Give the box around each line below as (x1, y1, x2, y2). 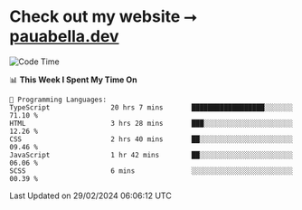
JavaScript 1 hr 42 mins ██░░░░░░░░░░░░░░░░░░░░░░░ (9, 150, 294, 159)
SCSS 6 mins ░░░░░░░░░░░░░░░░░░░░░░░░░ (9, 166, 294, 176)
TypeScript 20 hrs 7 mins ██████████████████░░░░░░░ (9, 102, 294, 112)
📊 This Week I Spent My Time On (9, 74, 137, 85)
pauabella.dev (9, 26, 119, 47)
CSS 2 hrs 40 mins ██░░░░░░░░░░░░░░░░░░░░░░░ (9, 134, 294, 144)
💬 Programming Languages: (9, 95, 107, 104)
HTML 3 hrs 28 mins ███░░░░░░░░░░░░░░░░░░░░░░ (9, 119, 294, 128)
